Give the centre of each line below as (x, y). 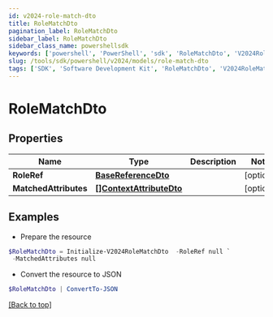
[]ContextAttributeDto (139, 188)
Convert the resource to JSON (71, 274)
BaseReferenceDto (132, 175)
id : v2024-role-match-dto (52, 16)
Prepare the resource (56, 237)
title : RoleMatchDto (43, 24)
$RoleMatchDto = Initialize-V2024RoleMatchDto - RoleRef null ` (119, 251)
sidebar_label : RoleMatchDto (58, 39)
